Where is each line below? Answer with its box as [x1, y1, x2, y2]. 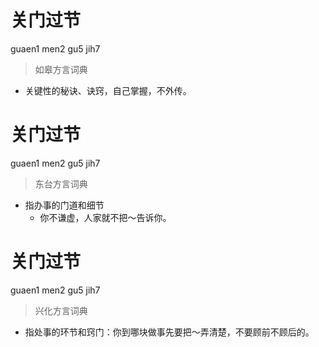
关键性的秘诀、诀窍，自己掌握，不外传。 [24, 84, 192, 96]
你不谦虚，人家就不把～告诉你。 [39, 211, 172, 223]
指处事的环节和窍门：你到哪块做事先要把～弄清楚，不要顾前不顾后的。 [24, 326, 315, 338]
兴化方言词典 [34, 304, 88, 316]
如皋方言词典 [34, 63, 88, 75]
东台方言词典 [34, 177, 88, 190]
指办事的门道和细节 [24, 199, 105, 211]
